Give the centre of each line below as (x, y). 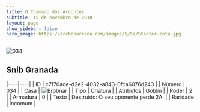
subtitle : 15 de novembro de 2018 (50, 17)
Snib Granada (32, 70)
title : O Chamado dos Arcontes (45, 12)
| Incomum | (21, 103)
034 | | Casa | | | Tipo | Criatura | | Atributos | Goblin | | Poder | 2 (99, 90)
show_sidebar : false (32, 28)
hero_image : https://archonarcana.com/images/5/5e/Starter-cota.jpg (94, 34)
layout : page (23, 23)
